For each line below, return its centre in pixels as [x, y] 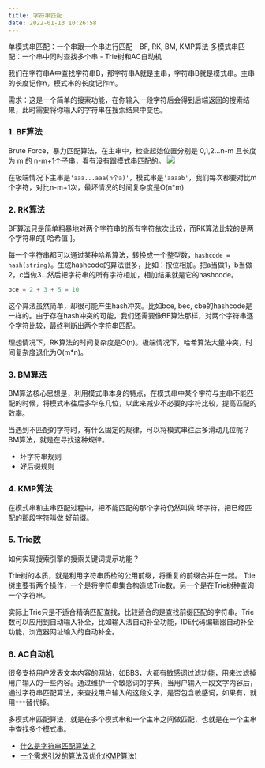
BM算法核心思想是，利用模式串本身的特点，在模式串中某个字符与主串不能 [127, 393]
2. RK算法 [27, 209]
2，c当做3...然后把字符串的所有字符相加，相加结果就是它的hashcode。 [123, 275]
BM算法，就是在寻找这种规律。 [58, 440]
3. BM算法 [28, 375]
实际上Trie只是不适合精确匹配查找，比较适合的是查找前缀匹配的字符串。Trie [131, 612]
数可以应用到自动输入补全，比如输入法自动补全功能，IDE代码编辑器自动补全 [131, 622]
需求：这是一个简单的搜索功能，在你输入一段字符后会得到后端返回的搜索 [125, 100]
